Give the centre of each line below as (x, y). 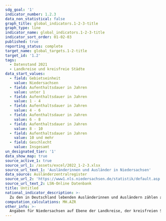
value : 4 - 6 (27, 110)
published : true (22, 42)
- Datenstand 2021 (29, 64)
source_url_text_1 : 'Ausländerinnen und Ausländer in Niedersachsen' (78, 170)
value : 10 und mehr (34, 138)
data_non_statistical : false (35, 19)
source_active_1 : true (28, 160)
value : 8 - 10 (28, 128)
